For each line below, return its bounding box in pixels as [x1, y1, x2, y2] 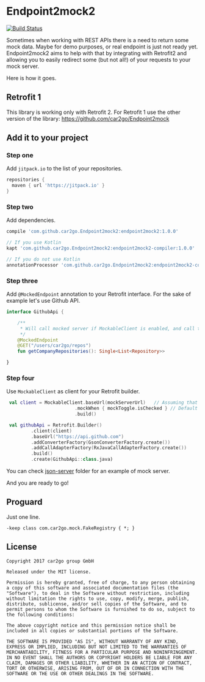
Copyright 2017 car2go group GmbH [6, 558, 95, 564]
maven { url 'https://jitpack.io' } [12, 183, 105, 189]
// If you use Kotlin [6, 240, 62, 246]
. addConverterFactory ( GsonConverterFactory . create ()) [31, 439, 171, 445]
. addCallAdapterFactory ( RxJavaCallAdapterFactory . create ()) [31, 445, 187, 451]
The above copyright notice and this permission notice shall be [6, 622, 176, 629]
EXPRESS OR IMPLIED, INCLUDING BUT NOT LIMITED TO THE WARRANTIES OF [6, 643, 187, 650]
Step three [6, 276, 38, 285]
